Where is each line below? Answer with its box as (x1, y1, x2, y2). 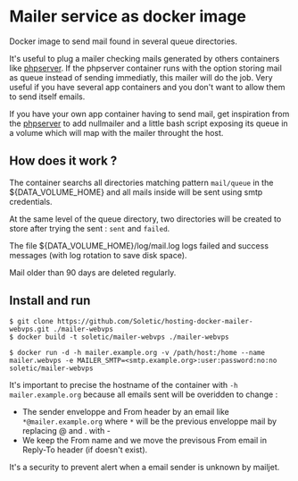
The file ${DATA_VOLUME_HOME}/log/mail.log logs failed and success (9, 240, 269, 251)
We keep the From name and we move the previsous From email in (21, 435, 268, 445)
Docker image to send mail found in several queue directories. (9, 36, 238, 46)
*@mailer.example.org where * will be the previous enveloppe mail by (21, 416, 277, 426)
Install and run (9, 293, 91, 308)
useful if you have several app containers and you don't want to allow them (9, 81, 286, 92)
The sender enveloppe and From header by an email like (21, 406, 229, 417)
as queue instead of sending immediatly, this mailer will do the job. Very (9, 72, 274, 82)
